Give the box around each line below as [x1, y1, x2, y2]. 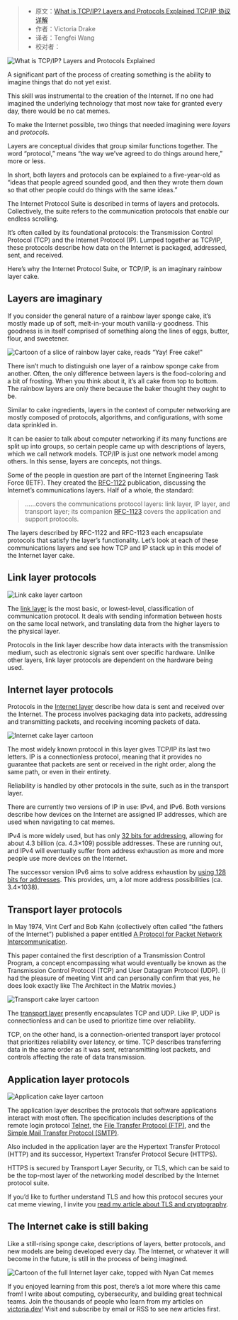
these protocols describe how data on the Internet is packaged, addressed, [7, 243, 227, 251]
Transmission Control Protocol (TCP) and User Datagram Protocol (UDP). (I [7, 967, 226, 975]
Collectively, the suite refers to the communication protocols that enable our [7, 207, 229, 215]
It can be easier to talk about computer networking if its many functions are [7, 434, 227, 443]
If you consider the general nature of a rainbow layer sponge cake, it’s [7, 312, 212, 320]
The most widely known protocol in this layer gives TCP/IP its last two [7, 745, 210, 754]
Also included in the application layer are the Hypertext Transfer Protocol [7, 1143, 220, 1151]
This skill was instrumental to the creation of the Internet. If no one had [7, 92, 214, 100]
